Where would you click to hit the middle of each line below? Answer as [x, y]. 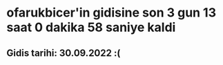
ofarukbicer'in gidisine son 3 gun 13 [111, 13]
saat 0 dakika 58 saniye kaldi [91, 27]
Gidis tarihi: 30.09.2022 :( [64, 53]
